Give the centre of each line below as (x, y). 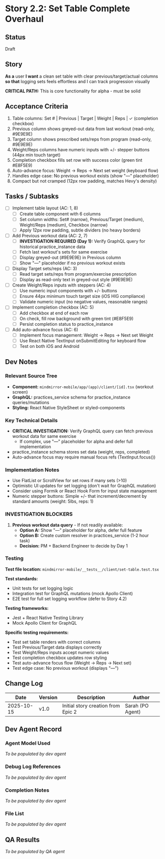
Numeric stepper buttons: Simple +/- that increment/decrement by (80, 496)
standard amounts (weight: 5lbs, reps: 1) (53, 501)
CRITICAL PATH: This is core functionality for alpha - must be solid (73, 91)
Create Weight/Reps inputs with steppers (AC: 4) (62, 285)
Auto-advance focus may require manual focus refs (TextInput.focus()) (84, 457)
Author (141, 697)
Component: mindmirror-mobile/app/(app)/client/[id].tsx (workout (83, 387)
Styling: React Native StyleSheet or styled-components (69, 407)
